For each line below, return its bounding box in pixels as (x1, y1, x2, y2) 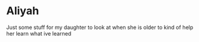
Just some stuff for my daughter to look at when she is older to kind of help (6, 24, 194, 31)
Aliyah (6, 4, 39, 18)
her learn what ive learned (6, 30, 72, 37)
